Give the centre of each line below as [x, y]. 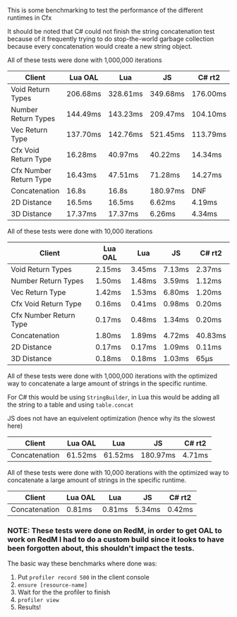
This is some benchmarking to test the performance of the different [105, 10]
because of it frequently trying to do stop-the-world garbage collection [111, 39]
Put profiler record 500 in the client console [83, 577]
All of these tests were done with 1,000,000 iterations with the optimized [112, 376]
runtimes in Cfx [30, 18]
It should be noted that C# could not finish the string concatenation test [111, 31]
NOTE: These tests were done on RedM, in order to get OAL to [115, 530]
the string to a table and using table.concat [71, 405]
